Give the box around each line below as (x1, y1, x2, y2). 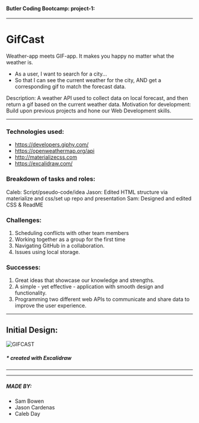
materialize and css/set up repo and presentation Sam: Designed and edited (6, 195, 192, 202)
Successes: (6, 263, 41, 271)
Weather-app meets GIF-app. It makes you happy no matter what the (6, 52, 175, 59)
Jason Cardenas (14, 404, 55, 411)
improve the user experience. (14, 302, 87, 309)
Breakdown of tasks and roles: (6, 175, 96, 183)
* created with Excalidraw (6, 354, 72, 361)
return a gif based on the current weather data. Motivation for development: (6, 101, 191, 108)
